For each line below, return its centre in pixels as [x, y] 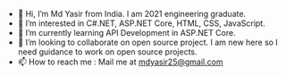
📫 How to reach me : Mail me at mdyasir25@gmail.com [120, 62]
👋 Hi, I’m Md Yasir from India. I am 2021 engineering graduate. [132, 14]
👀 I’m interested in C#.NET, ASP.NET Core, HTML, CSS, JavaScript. [141, 23]
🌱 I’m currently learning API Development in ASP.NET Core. [126, 33]
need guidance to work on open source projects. [108, 52]
